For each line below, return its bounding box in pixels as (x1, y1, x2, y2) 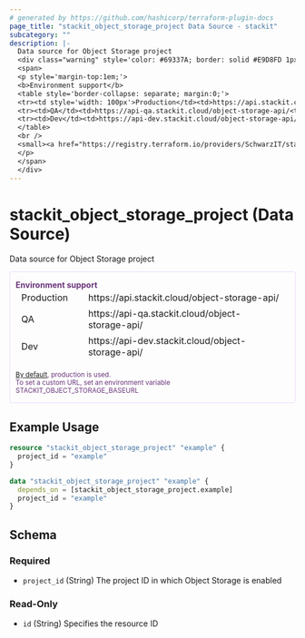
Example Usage (9, 419, 100, 435)
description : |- (9, 38, 71, 48)
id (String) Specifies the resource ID (22, 618, 159, 629)
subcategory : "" (9, 30, 71, 39)
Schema (9, 527, 57, 543)
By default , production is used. (15, 370, 112, 379)
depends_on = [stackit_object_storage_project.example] (17, 485, 233, 495)
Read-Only (9, 597, 59, 610)
